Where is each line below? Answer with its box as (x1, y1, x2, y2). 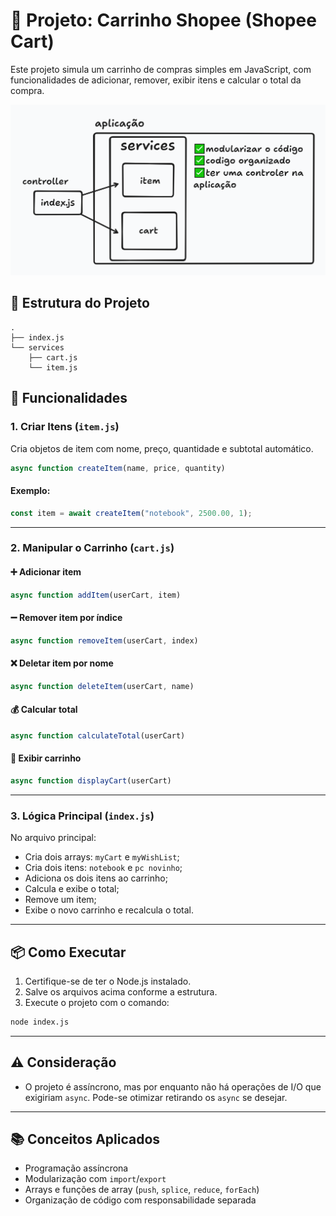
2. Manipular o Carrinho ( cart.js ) (10, 541, 175, 555)
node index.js (10, 1017, 70, 1027)
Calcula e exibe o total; (24, 883, 120, 895)
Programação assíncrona (24, 1162, 129, 1174)
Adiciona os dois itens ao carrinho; (24, 872, 168, 884)
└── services (10, 342, 65, 353)
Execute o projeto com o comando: (24, 996, 170, 1008)
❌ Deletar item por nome (10, 657, 114, 669)
